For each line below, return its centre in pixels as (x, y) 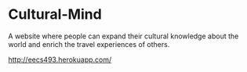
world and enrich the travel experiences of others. (89, 44)
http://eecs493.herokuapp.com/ (60, 59)
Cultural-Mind (55, 14)
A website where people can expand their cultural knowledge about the (123, 36)
